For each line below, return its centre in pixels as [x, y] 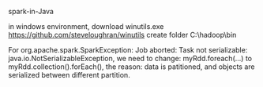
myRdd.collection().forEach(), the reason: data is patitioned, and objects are [131, 67]
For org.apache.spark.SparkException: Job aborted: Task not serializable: [128, 50]
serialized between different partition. [69, 75]
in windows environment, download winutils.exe [86, 26]
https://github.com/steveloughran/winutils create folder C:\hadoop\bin [122, 35]
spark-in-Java [31, 11]
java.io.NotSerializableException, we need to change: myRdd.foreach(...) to [130, 58]
